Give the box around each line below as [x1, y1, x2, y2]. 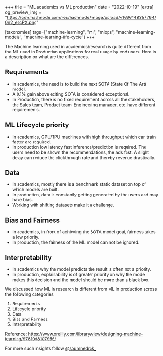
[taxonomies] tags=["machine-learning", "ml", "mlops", [5, 29, 115, 35]
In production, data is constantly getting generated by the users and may [12, 192, 158, 197]
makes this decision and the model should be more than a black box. [12, 277, 150, 283]
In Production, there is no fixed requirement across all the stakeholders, [12, 96, 156, 102]
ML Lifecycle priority [5, 121, 69, 129]
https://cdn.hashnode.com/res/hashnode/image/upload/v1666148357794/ [7, 15, 157, 20]
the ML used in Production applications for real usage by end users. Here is [5, 49, 157, 54]
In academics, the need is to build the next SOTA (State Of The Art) [12, 81, 147, 87]
